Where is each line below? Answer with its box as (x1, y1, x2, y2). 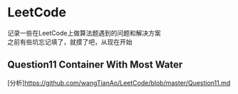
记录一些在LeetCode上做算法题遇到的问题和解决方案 (7, 28, 162, 37)
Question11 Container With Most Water (7, 58, 183, 71)
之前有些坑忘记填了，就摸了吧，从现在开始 (7, 37, 133, 46)
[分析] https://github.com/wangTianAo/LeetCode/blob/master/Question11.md (7, 78, 231, 87)
